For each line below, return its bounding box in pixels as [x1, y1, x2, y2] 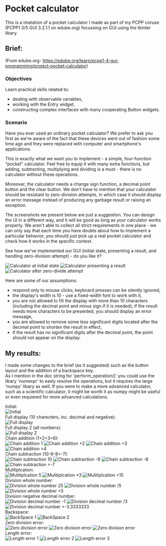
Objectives [5, 75, 32, 82]
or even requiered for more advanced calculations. [5, 394, 109, 400]
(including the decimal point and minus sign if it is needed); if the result [12, 303, 158, 309]
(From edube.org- [5, 58, 42, 64]
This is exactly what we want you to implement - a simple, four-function [5, 156, 152, 162]
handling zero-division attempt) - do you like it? [5, 253, 102, 259]
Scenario [5, 119, 27, 126]
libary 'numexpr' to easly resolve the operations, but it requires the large [5, 378, 153, 384]
